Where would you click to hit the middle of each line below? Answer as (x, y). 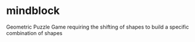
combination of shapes (34, 33)
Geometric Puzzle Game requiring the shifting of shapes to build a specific (98, 27)
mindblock (33, 11)
